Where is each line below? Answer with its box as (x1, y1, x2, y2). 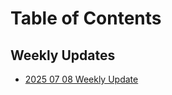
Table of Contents (10, 7, 162, 30)
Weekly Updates (10, 47, 116, 64)
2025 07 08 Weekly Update (24, 73, 139, 85)
